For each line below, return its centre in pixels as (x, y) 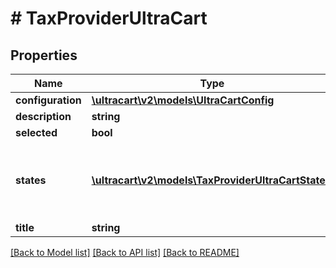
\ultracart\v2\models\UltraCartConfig (183, 100)
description (43, 116)
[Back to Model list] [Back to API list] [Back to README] (125, 252)
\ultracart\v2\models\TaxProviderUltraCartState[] (212, 180)
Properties (44, 55)
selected (36, 132)
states (31, 180)
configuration (48, 100)
